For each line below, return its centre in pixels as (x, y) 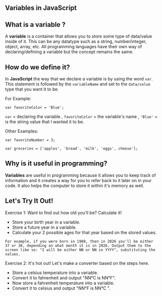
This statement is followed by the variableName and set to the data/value (78, 84)
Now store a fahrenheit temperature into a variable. (63, 283)
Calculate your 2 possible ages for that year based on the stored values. (84, 232)
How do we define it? (37, 67)
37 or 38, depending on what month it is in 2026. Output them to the (78, 245)
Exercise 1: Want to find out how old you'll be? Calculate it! (63, 213)
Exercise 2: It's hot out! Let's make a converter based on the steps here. (77, 263)
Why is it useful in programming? (56, 163)
